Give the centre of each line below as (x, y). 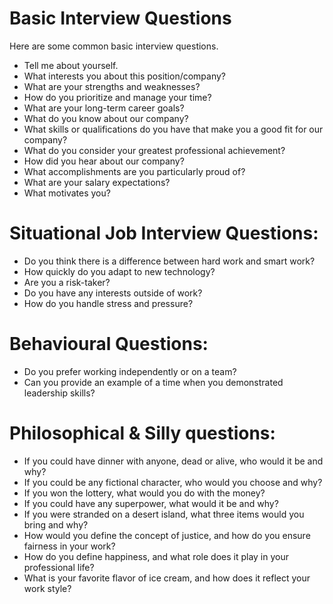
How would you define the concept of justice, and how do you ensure (167, 535)
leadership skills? (59, 393)
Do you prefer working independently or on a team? (130, 371)
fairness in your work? (69, 546)
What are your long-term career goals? (104, 108)
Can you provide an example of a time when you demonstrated (153, 382)
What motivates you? (67, 193)
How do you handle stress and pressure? (108, 303)
